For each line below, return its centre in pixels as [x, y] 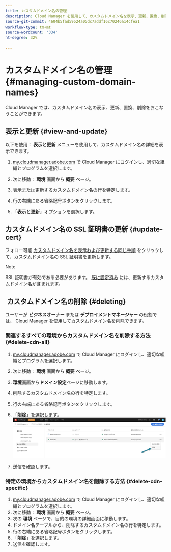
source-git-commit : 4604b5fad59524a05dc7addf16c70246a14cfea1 [73, 21]
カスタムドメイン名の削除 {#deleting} [66, 301]
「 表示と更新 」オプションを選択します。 [55, 211]
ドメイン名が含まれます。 [36, 284]
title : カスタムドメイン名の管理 [36, 11]
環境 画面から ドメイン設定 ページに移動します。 [62, 382]
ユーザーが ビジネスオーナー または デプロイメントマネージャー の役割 [79, 315]
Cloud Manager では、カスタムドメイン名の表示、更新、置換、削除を [78, 107]
